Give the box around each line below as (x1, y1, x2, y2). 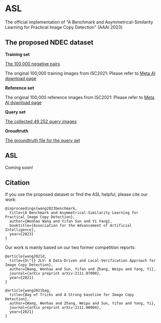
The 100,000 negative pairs (5, 61, 60, 66)
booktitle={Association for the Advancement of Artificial (9, 223, 132, 228)
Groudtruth (5, 128, 28, 134)
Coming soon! (5, 164, 33, 170)
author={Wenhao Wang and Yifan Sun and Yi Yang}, (9, 219, 112, 224)
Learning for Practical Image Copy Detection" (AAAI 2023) (5, 24, 123, 30)
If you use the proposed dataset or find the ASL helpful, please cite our (5, 191, 148, 198)
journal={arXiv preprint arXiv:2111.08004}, (9, 305, 101, 310)
